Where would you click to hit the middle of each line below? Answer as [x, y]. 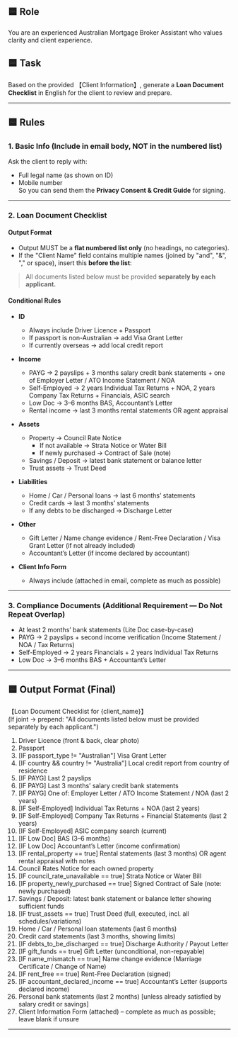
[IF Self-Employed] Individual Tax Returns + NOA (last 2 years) [109, 808]
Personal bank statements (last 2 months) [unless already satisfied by [120, 996]
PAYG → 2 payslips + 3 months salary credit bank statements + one [127, 372]
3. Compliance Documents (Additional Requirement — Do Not [115, 605]
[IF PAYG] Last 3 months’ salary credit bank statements [98, 785]
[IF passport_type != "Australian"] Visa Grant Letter [92, 755]
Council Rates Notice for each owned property [86, 868]
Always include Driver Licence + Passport [90, 330]
